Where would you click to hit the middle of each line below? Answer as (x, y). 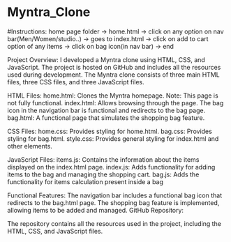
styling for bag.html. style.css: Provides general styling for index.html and (113, 138)
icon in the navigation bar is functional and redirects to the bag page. (106, 110)
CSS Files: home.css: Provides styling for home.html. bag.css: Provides (110, 131)
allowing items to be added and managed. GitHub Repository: (95, 210)
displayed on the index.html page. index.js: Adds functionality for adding (111, 167)
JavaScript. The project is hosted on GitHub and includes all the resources (114, 67)
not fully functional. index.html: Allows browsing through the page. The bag (115, 103)
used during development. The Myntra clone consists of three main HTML (113, 75)
